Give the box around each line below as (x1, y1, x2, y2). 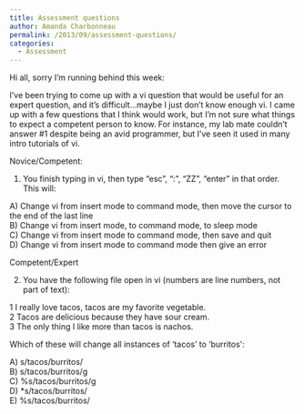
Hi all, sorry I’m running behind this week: (9, 72, 166, 83)
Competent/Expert (9, 257, 79, 268)
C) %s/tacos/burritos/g (9, 376, 96, 387)
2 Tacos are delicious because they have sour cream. (9, 311, 210, 323)
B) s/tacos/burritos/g (9, 366, 88, 378)
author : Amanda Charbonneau (9, 22, 117, 31)
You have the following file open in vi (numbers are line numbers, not (22, 275, 281, 286)
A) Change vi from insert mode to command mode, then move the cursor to (9, 201, 292, 212)
